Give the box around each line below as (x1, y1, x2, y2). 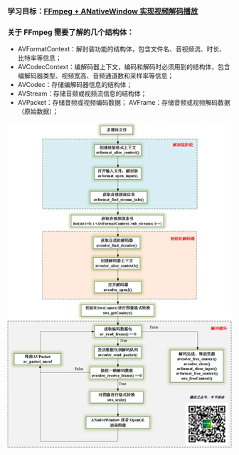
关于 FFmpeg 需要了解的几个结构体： (7, 27, 134, 37)
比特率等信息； (17, 53, 62, 62)
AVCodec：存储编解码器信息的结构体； (17, 81, 133, 89)
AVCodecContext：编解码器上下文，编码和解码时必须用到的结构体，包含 (17, 63, 230, 71)
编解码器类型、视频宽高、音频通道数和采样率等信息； (17, 71, 174, 80)
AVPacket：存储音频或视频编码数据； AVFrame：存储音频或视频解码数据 (17, 98, 230, 107)
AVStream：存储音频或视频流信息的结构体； (17, 89, 147, 98)
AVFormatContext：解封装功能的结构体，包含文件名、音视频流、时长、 (17, 45, 226, 53)
